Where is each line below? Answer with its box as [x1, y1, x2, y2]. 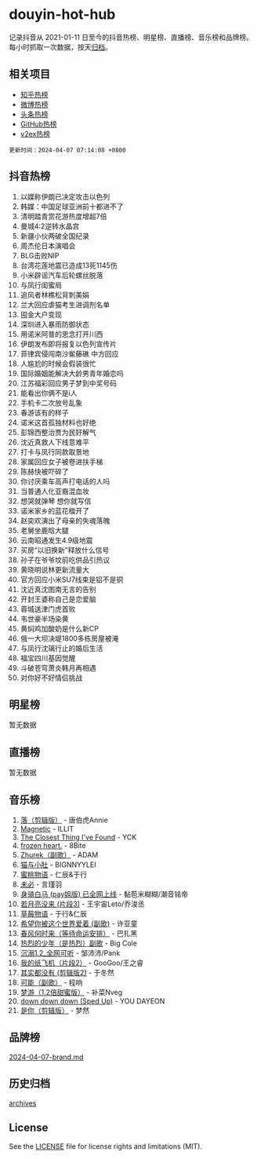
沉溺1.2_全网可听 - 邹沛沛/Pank [20, 949, 121, 957]
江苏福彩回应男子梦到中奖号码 [20, 378, 117, 388]
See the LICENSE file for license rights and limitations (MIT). [9, 1142, 203, 1151]
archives [9, 1098, 37, 1108]
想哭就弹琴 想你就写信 [20, 496, 92, 506]
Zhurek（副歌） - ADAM [20, 850, 99, 859]
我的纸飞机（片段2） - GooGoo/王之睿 [20, 958, 144, 967]
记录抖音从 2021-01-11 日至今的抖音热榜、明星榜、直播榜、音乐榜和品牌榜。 [9, 32, 254, 42]
